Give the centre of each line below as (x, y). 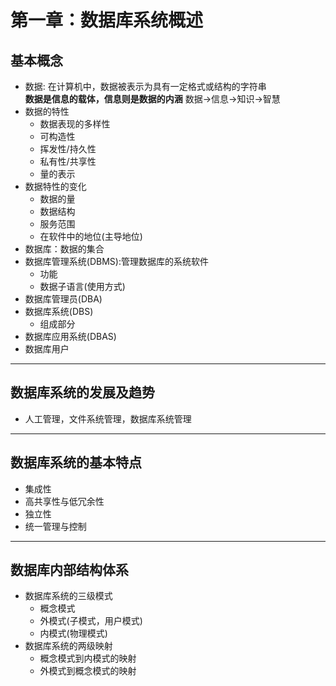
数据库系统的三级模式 (68, 596)
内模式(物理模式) (73, 633)
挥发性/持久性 (68, 149)
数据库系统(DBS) (59, 311)
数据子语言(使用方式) (82, 286)
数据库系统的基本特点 (76, 462)
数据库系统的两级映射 (68, 646)
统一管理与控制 (55, 526)
